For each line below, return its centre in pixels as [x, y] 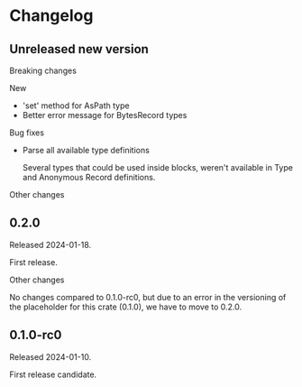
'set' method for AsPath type [76, 106]
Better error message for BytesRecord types [105, 115]
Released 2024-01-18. [50, 244]
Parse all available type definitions [86, 150]
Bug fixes [27, 133]
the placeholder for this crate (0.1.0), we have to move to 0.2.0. [126, 307]
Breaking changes [43, 70]
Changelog [51, 16]
